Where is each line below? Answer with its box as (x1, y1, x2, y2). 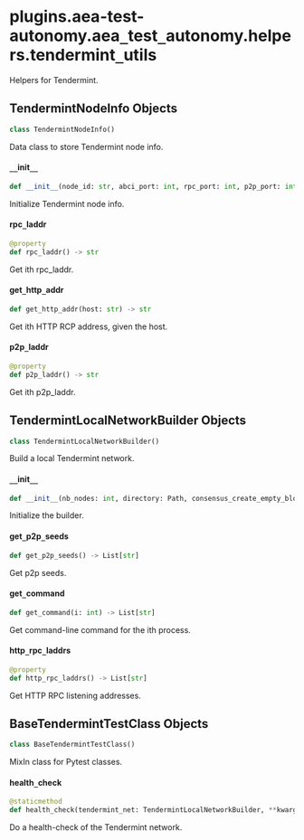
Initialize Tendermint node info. (9, 198, 125, 209)
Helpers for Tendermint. (9, 74, 99, 85)
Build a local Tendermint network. (9, 453, 135, 464)
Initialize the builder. (9, 510, 84, 521)
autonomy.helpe (166, 25, 292, 46)
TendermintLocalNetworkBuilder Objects (9, 413, 247, 429)
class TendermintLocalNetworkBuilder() (9, 437, 160, 446)
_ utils (115, 45, 157, 65)
